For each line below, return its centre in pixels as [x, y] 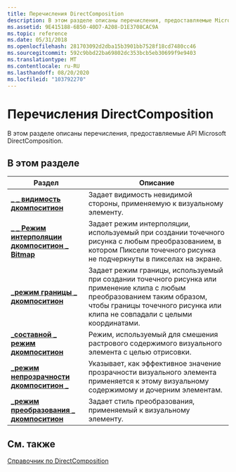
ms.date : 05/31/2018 [38, 40]
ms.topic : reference [38, 33]
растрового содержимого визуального [155, 343]
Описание [157, 183]
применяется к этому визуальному [149, 381]
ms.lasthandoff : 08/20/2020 [48, 72]
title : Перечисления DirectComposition [66, 14]
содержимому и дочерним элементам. [155, 390]
